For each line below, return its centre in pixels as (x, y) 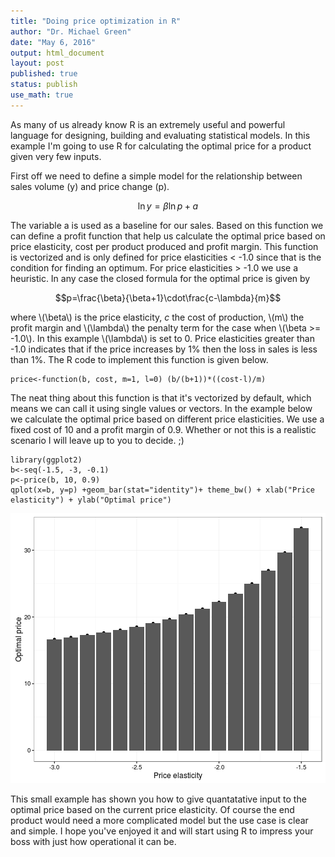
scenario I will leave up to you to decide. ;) (97, 440)
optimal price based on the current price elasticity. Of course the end (152, 809)
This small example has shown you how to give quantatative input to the (158, 799)
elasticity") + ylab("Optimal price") (91, 500)
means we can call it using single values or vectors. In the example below (161, 408)
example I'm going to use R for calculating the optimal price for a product (161, 146)
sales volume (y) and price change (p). (90, 186)
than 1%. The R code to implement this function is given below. (139, 359)
